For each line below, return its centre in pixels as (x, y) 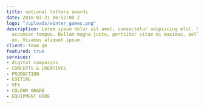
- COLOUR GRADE (25, 91)
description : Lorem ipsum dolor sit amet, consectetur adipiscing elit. (100, 29)
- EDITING (19, 79)
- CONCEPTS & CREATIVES (36, 68)
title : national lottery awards (47, 12)
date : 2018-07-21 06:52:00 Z (43, 18)
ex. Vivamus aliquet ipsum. (47, 40)
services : (19, 57)
